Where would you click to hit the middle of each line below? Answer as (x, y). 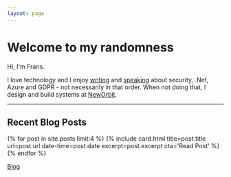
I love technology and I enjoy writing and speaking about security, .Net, (108, 80)
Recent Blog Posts (47, 122)
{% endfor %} (27, 153)
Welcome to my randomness (90, 47)
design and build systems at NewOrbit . (62, 94)
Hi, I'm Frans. (26, 67)
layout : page (26, 13)
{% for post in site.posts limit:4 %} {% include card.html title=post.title (107, 139)
